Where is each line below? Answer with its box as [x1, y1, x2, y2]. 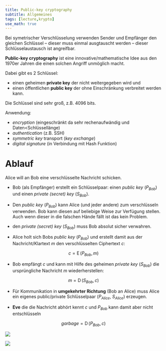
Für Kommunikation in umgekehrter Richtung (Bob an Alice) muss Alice [12, 288, 160, 294]
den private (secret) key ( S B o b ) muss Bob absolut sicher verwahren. [12, 223, 152, 230]
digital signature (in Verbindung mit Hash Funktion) [12, 141, 117, 147]
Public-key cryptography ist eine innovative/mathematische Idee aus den [5, 55, 157, 61]
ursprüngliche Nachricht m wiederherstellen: [12, 268, 104, 274]
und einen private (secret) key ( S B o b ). [12, 191, 89, 198]
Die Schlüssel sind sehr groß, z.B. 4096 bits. [5, 100, 96, 106]
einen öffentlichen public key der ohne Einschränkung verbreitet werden [12, 85, 162, 91]
